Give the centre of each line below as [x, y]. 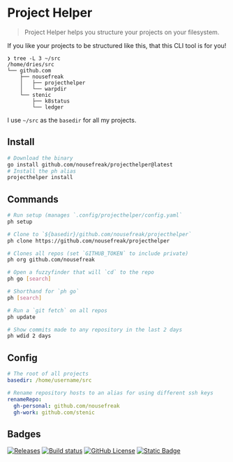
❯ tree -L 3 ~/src [34, 58]
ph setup [20, 222]
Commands [33, 199]
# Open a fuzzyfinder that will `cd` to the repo [81, 272]
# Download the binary [40, 158]
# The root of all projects [48, 374]
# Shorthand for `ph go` [43, 292]
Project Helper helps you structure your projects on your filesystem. [122, 32]
